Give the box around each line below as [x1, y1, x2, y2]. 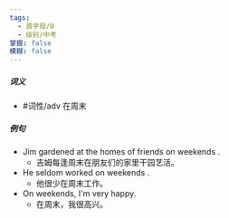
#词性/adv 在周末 [22, 100, 88, 111]
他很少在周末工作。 [35, 178, 109, 189]
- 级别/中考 [17, 30, 57, 39]
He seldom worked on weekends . [22, 167, 150, 178]
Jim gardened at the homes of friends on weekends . [22, 147, 220, 157]
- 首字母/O [17, 22, 54, 31]
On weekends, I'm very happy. [22, 188, 137, 199]
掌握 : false [9, 38, 52, 48]
